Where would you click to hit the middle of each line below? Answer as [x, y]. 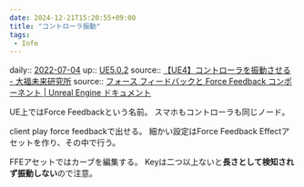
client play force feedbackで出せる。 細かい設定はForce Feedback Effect [146, 132]
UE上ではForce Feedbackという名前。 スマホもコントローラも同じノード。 [150, 112]
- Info [26, 43]
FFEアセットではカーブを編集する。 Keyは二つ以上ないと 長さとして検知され [152, 162]
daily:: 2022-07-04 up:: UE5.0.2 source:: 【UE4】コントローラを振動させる [150, 70]
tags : [20, 34]
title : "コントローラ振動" [55, 26]
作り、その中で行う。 [81, 143]
